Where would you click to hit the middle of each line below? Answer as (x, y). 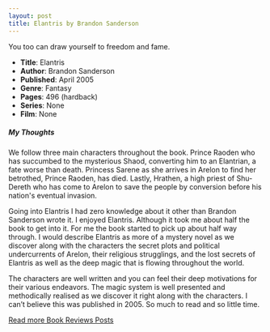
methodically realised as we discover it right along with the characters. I (128, 296)
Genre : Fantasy (46, 88)
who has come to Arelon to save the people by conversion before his (147, 187)
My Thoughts (32, 132)
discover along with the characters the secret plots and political (114, 246)
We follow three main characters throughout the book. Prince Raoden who (132, 153)
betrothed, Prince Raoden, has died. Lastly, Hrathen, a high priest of (122, 178)
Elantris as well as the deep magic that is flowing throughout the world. (127, 263)
